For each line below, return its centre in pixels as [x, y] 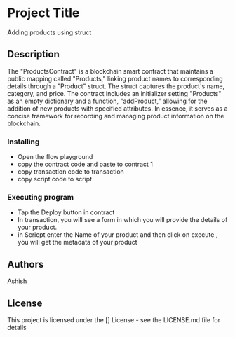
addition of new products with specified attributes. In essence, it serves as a [117, 108]
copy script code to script [55, 179]
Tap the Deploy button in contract [66, 212]
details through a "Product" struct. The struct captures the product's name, [116, 86]
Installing [23, 142]
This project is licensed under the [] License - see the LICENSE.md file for [114, 319]
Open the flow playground [55, 157]
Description [33, 54]
